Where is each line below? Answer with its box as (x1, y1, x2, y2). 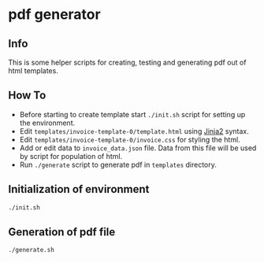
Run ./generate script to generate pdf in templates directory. (19, 160, 217, 169)
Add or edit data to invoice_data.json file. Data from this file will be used (19, 143, 257, 153)
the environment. (19, 118, 76, 127)
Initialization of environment (8, 183, 150, 196)
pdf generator (8, 6, 101, 24)
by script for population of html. (19, 151, 123, 161)
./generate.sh (8, 246, 55, 254)
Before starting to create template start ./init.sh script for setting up (19, 109, 246, 119)
